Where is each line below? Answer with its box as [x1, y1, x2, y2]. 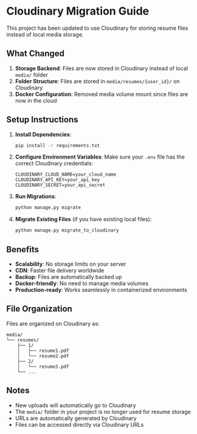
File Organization [6, 304, 73, 314]
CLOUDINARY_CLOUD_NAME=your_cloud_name [15, 171, 117, 177]
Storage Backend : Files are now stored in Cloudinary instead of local [15, 64, 188, 72]
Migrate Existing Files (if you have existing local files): [15, 216, 152, 223]
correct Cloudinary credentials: [15, 160, 93, 167]
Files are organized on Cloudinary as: [6, 320, 100, 327]
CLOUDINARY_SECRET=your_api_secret [15, 182, 106, 188]
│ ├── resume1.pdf [17, 348, 69, 354]
